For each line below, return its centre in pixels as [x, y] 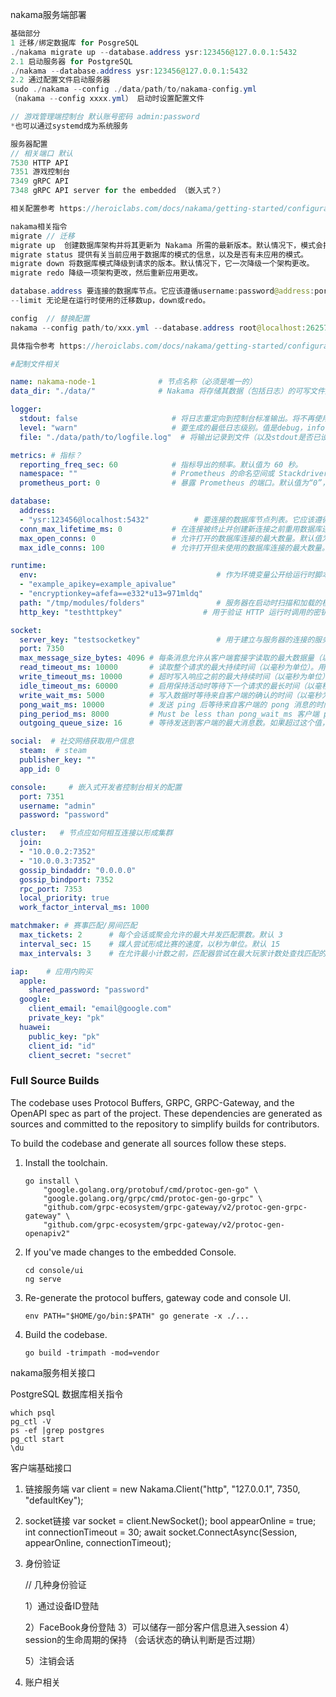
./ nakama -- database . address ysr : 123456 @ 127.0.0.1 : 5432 [129, 71]
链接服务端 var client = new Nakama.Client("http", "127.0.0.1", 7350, [162, 1489]
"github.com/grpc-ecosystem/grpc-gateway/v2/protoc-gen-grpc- [175, 1207]
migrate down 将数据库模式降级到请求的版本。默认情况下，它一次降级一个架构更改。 [162, 264]
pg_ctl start [37, 1439]
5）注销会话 [49, 1660]
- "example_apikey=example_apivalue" [98, 584]
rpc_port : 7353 [51, 889]
